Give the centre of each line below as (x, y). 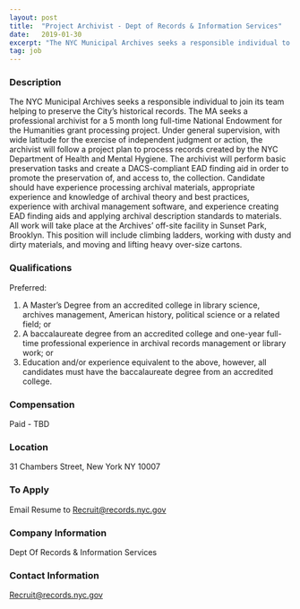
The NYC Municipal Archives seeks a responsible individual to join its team (147, 102)
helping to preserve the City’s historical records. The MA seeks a (129, 111)
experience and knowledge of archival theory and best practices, (129, 197)
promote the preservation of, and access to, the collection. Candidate (137, 178)
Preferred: (28, 287)
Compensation (42, 405)
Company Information (58, 533)
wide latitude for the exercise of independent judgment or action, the (136, 140)
